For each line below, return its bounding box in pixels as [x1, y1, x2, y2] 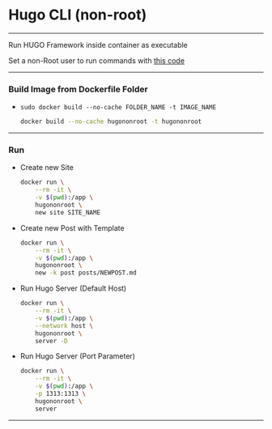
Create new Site [19, 163, 74, 172]
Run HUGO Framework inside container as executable [8, 40, 189, 49]
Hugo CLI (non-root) [8, 6, 147, 24]
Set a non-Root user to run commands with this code [8, 55, 185, 66]
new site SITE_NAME [35, 208, 101, 216]
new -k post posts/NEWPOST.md [35, 269, 137, 277]
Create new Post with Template [19, 223, 125, 232]
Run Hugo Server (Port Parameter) [19, 351, 136, 361]
